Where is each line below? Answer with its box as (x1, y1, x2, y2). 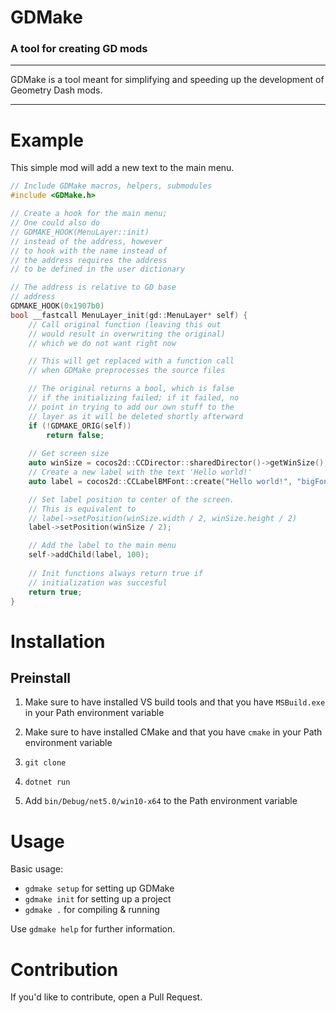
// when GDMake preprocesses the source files (28, 366, 226, 376)
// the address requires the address (10, 255, 168, 265)
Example (10, 129, 84, 151)
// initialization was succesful (28, 577, 168, 588)
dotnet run (24, 777, 71, 788)
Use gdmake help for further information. (10, 923, 176, 935)
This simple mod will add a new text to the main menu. (10, 162, 235, 174)
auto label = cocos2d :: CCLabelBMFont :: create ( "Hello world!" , (28, 476, 293, 486)
